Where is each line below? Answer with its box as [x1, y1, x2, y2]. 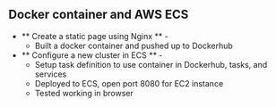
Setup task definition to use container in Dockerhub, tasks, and [34, 59, 268, 70]
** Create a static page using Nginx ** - [21, 30, 169, 41]
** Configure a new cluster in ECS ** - [21, 49, 163, 61]
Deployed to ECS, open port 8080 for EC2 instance [34, 78, 224, 88]
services [34, 69, 67, 79]
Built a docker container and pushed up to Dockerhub [34, 40, 234, 51]
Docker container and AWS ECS [8, 7, 189, 22]
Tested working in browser [34, 87, 134, 98]
